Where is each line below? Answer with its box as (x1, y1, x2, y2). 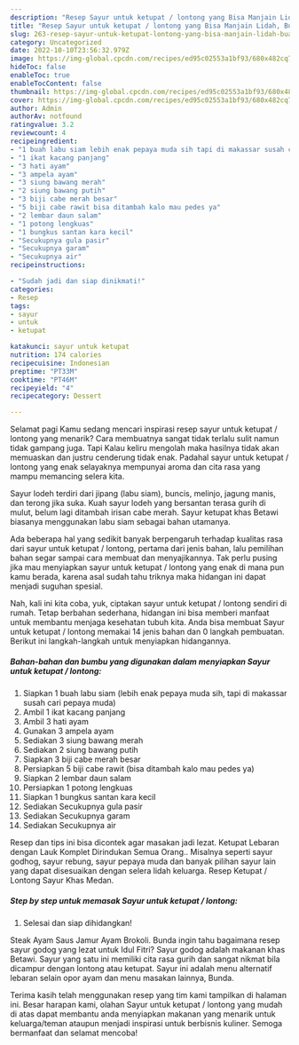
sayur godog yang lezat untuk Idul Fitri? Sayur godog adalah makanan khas (10, 945, 286, 955)
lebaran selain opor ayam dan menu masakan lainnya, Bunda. (10, 973, 234, 984)
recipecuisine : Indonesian (10, 359, 110, 368)
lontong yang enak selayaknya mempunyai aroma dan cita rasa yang (10, 462, 261, 472)
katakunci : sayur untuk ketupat (10, 343, 130, 352)
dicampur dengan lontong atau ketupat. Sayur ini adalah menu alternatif (10, 963, 273, 974)
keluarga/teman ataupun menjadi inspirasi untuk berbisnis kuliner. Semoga (10, 1018, 283, 1029)
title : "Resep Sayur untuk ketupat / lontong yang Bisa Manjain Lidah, (10, 21, 280, 30)
